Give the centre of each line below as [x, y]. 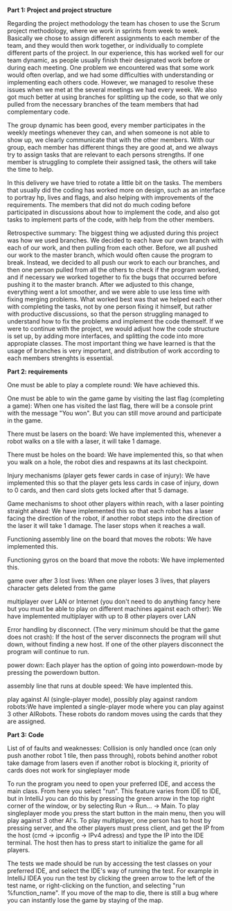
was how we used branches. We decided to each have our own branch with [115, 240]
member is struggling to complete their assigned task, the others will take [112, 162]
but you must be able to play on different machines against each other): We [115, 609]
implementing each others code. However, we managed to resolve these [110, 82]
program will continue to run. [48, 652]
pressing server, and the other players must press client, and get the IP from [116, 828]
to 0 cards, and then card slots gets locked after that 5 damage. [98, 490]
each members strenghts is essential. [61, 358]
